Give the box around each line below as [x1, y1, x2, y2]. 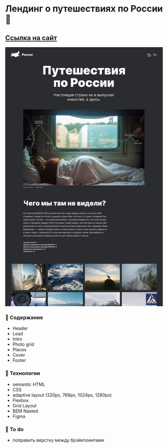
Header [12, 325, 28, 331]
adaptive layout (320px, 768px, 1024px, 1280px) [12, 392, 112, 398]
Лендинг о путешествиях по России [5, 3, 163, 15]
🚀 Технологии [5, 370, 40, 377]
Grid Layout [12, 402, 36, 408]
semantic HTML [12, 381, 45, 387]
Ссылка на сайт [5, 34, 57, 42]
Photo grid [12, 341, 34, 347]
